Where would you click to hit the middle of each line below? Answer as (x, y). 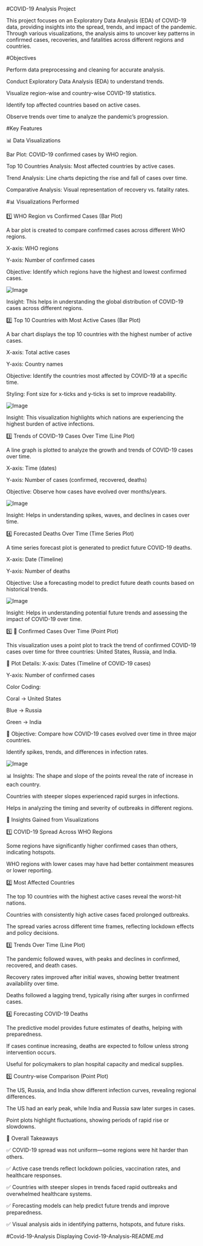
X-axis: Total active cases (38, 352)
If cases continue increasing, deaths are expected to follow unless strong (98, 1046)
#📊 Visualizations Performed (43, 202)
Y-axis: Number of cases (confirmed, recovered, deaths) (77, 480)
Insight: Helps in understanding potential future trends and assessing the (97, 613)
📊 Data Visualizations (34, 140)
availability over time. (33, 984)
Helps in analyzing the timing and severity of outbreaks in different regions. (100, 808)
